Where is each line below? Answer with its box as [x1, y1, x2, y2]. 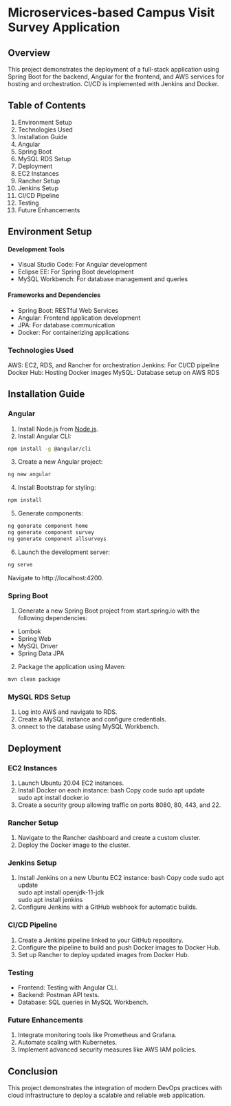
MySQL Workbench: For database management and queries [17, 275, 188, 283]
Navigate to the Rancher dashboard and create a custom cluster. [17, 834, 201, 842]
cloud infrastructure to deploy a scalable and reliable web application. [8, 1091, 206, 1100]
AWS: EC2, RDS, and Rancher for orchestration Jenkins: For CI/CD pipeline [8, 360, 219, 369]
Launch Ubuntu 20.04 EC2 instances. [17, 779, 124, 787]
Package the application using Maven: [17, 663, 126, 671]
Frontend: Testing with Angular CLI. [17, 983, 118, 992]
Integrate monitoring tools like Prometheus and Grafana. [17, 1031, 177, 1039]
